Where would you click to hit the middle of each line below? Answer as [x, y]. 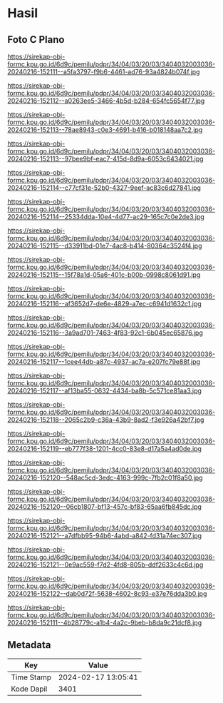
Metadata [29, 645]
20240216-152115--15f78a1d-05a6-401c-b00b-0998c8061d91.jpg [104, 275]
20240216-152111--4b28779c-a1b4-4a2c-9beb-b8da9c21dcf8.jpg [104, 623]
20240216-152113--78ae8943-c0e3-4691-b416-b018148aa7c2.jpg [105, 130]
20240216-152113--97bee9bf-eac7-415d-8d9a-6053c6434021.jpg [106, 159]
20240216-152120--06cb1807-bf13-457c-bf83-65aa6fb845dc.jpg [104, 507]
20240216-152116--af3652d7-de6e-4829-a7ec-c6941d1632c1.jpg [104, 304]
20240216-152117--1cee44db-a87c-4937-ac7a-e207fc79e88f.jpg [104, 361]
